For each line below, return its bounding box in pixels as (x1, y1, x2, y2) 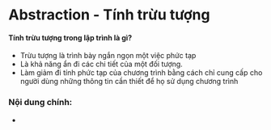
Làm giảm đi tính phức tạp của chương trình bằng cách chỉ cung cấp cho (19, 68, 263, 78)
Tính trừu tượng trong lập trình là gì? (8, 32, 133, 42)
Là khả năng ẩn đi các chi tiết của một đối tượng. (19, 59, 184, 69)
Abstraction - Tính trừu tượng (8, 6, 210, 24)
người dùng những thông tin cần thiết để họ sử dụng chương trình (19, 77, 239, 86)
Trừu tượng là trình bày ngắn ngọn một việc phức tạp (19, 51, 197, 61)
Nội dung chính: (8, 97, 73, 108)
